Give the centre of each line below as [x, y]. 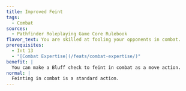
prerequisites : [25, 45]
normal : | [19, 73]
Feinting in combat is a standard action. [65, 78]
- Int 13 [22, 51]
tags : [13, 17]
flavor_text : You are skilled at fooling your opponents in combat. [94, 40]
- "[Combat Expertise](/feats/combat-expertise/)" [76, 56]
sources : [17, 28]
